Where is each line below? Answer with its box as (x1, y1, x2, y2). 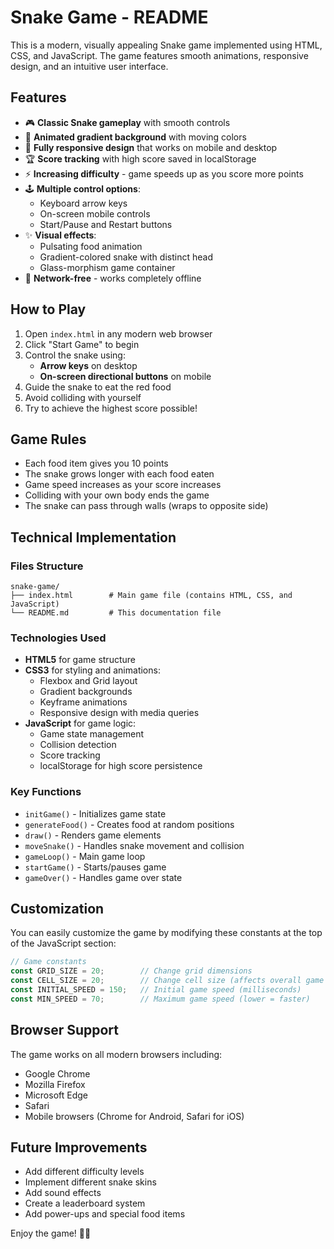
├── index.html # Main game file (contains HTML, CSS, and (10, 591, 293, 601)
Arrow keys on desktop (39, 359, 138, 371)
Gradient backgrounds (39, 686, 133, 698)
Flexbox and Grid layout (39, 675, 138, 687)
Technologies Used (10, 631, 107, 645)
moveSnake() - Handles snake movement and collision (24, 839, 245, 851)
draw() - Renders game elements (24, 829, 162, 841)
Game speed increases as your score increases (24, 479, 222, 491)
